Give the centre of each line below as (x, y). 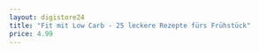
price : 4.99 (31, 33)
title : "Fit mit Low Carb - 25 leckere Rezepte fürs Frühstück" (130, 26)
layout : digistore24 (47, 17)
